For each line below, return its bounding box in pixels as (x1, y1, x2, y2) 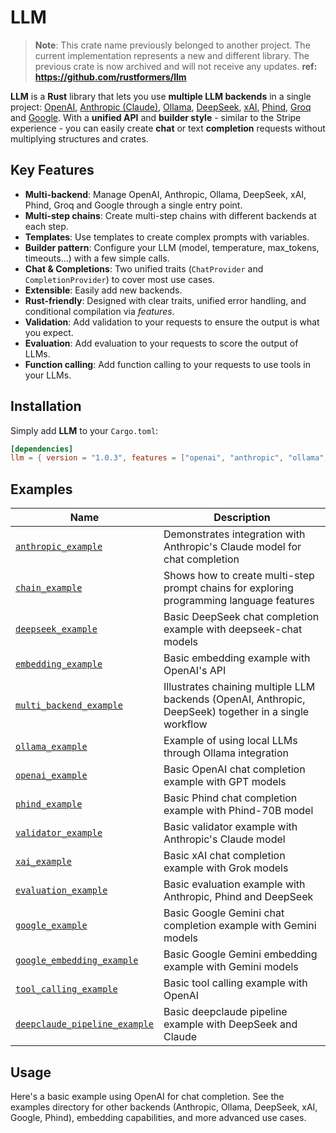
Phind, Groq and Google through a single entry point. (24, 199, 243, 211)
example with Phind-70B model (163, 804, 314, 818)
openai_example (15, 770, 88, 781)
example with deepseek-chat (163, 622, 303, 636)
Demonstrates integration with (163, 527, 306, 541)
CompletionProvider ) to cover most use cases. (24, 273, 215, 285)
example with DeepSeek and (163, 1017, 298, 1031)
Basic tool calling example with (163, 976, 308, 990)
